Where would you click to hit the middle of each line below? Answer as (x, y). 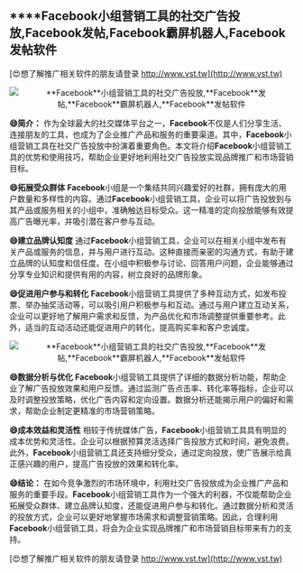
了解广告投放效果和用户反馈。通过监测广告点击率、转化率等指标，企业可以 (155, 388)
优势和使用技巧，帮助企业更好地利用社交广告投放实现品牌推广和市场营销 (159, 157)
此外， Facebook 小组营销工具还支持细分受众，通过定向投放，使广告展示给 (147, 452)
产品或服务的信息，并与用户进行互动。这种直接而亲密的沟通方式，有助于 (151, 252)
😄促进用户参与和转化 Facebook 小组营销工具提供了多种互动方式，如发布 (144, 293)
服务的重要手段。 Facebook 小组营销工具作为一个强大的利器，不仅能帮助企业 (151, 494)
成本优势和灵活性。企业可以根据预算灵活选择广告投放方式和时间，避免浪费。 (151, 441)
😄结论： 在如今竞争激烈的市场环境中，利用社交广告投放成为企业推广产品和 (149, 483)
